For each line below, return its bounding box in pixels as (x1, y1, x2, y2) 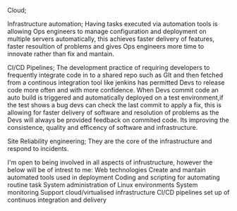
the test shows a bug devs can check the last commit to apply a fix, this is (7, 101, 222, 109)
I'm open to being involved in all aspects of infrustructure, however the (7, 158, 213, 167)
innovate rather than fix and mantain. (7, 49, 114, 58)
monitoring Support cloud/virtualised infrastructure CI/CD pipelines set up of (7, 188, 231, 196)
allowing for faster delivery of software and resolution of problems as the (7, 109, 219, 116)
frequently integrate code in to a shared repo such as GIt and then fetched (7, 71, 224, 79)
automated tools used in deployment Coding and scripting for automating (7, 173, 220, 181)
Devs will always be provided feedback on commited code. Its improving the (7, 116, 229, 124)
